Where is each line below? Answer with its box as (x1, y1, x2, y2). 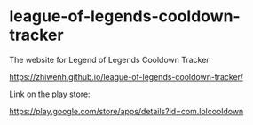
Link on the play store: (9, 89, 91, 99)
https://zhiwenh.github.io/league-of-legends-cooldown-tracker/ (9, 71, 244, 82)
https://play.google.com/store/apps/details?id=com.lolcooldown (9, 105, 244, 116)
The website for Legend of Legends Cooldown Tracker (9, 54, 210, 65)
